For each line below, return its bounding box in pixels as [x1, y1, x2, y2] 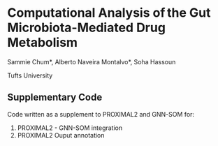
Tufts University [7, 71, 53, 80]
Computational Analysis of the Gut [7, 5, 211, 21]
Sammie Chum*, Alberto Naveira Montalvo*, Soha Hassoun [7, 57, 176, 66]
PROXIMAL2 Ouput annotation [17, 131, 105, 139]
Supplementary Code [7, 92, 103, 103]
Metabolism [7, 35, 78, 50]
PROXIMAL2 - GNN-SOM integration [17, 124, 123, 132]
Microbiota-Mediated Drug [7, 20, 166, 36]
